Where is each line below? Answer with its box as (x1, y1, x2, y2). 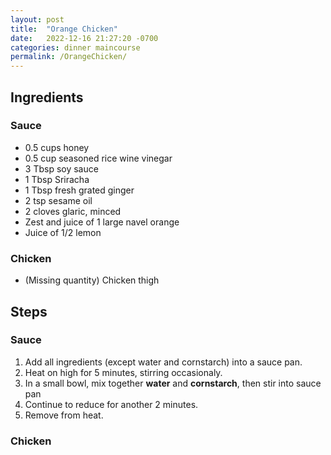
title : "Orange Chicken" (10, 24, 118, 34)
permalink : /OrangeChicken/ (10, 52, 128, 62)
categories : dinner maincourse (10, 42, 141, 53)
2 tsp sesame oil (24, 194, 93, 206)
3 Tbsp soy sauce (24, 162, 99, 175)
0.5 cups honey (24, 141, 90, 153)
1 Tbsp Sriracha (24, 173, 90, 185)
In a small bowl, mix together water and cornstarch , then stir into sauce (24, 377, 322, 389)
